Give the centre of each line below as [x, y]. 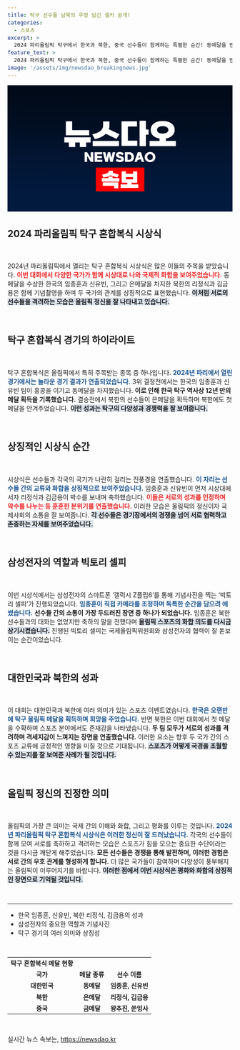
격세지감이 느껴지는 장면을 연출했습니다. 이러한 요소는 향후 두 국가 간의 [124, 737]
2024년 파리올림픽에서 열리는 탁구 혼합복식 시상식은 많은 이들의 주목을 [106, 266]
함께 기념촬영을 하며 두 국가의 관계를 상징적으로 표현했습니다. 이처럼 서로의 [124, 293]
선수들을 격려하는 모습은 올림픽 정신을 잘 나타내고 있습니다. [89, 302]
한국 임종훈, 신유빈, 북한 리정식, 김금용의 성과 [81, 915]
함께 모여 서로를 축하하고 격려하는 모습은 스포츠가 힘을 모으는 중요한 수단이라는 [117, 844]
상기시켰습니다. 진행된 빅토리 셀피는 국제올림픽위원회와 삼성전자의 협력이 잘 [112, 630]
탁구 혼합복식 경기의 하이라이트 [71, 340]
